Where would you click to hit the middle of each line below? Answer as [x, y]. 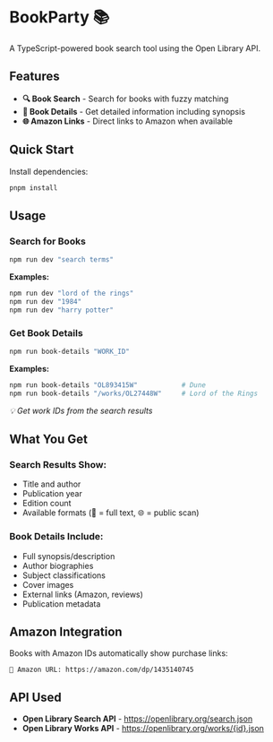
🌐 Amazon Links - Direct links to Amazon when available [127, 121]
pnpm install [34, 188]
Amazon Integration [66, 631]
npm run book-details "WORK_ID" [69, 351]
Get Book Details [46, 332]
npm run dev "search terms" [62, 260]
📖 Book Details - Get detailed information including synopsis [134, 111]
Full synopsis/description [68, 556]
